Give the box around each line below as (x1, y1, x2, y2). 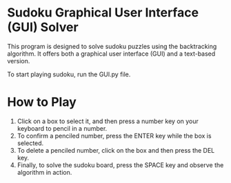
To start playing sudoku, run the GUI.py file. (7, 70, 131, 78)
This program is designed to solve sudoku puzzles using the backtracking (7, 42, 217, 50)
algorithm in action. (17, 168, 72, 176)
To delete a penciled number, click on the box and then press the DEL (17, 146, 215, 154)
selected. (17, 139, 44, 147)
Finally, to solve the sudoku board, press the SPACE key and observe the (17, 160, 224, 169)
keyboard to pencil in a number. (17, 124, 108, 132)
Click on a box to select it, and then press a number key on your (17, 117, 199, 125)
